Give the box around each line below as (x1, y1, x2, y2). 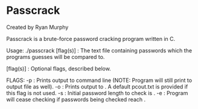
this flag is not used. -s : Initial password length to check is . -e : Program (6, 89, 188, 96)
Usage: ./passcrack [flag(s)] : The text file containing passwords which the (6, 46, 192, 54)
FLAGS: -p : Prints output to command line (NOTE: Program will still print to (6, 76, 192, 84)
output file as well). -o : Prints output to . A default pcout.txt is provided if (6, 83, 188, 90)
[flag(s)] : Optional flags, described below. (6, 64, 112, 72)
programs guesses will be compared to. (6, 53, 105, 60)
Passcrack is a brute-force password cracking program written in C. (6, 35, 176, 42)
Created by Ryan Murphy (6, 23, 69, 31)
